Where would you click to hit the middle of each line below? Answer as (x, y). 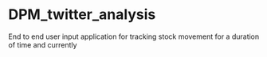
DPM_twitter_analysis (82, 15)
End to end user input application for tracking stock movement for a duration (134, 36)
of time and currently (43, 44)
